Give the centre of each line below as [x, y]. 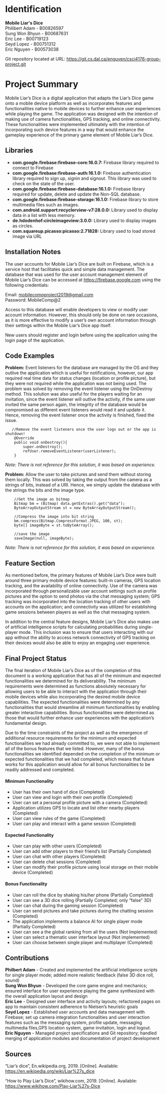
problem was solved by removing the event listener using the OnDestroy [79, 389]
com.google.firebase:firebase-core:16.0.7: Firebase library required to [86, 162]
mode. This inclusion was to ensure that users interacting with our [86, 632]
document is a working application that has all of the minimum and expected [83, 676]
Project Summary [42, 84]
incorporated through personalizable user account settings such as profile [81, 591]
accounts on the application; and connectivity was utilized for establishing [81, 607]
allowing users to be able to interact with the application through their [76, 691]
